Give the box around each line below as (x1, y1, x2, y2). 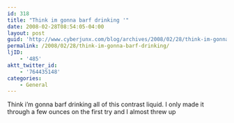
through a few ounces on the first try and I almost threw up (7, 108, 176, 116)
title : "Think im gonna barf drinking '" (7, 17, 130, 24)
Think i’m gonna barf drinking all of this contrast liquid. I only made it (7, 100, 204, 108)
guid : (7, 36, 23, 43)
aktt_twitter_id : (7, 62, 58, 69)
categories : (7, 74, 42, 82)
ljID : (7, 49, 23, 56)
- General (19, 81, 49, 88)
